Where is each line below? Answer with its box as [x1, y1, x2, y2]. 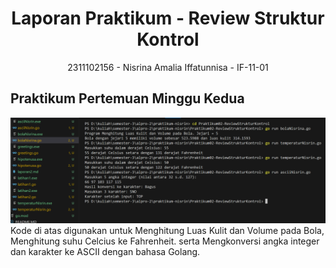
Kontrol [136, 28, 200, 51]
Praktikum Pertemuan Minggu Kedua [10, 90, 245, 107]
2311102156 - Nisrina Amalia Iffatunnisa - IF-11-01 [67, 61, 269, 73]
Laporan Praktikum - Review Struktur [11, 7, 325, 30]
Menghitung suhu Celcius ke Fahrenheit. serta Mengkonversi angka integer [10, 235, 320, 247]
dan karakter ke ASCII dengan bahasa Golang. [10, 246, 201, 258]
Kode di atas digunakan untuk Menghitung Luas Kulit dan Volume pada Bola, [10, 225, 325, 237]
